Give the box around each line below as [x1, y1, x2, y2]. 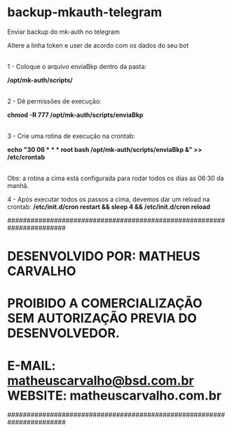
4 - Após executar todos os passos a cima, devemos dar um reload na [7, 195, 210, 203]
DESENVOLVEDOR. [7, 325, 121, 341]
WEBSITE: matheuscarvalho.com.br [7, 388, 222, 403]
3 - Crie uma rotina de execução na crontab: [7, 132, 135, 140]
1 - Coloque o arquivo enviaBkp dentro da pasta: [7, 62, 147, 70]
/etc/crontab [7, 153, 46, 161]
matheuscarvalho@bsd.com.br [7, 372, 194, 388]
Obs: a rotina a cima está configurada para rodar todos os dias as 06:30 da [7, 174, 224, 182]
